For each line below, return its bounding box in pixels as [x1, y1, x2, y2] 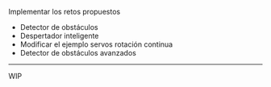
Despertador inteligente [19, 31, 99, 40]
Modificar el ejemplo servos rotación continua [19, 39, 173, 49]
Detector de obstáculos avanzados [19, 48, 137, 57]
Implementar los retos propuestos [8, 7, 121, 16]
